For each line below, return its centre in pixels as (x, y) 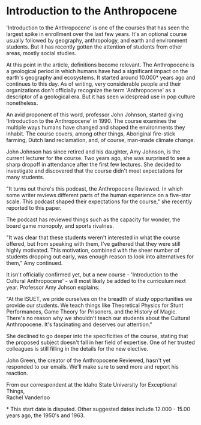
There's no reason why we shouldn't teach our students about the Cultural (98, 318)
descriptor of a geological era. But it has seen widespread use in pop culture (101, 97)
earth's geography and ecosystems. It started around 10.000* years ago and (101, 77)
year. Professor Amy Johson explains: (53, 287)
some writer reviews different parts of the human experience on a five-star (98, 195)
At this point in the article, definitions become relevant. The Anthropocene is (100, 65)
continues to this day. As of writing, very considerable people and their (94, 84)
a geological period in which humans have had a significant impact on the (97, 71)
